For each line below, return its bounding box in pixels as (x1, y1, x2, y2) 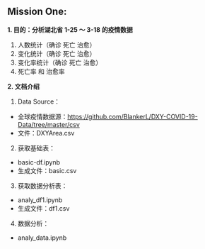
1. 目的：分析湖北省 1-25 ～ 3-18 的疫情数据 (7, 25, 133, 34)
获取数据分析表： (17, 181, 68, 190)
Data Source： (17, 97, 61, 106)
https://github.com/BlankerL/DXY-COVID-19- (66, 112, 198, 121)
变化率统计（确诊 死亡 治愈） (17, 58, 102, 67)
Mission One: (7, 6, 67, 18)
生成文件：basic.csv (17, 166, 77, 175)
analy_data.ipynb (17, 233, 67, 242)
